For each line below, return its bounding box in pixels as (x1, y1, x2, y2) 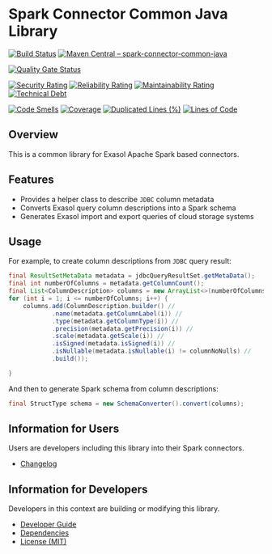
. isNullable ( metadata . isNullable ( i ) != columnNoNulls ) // (51, 347, 252, 356)
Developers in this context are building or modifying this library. (8, 504, 220, 514)
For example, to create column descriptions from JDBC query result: (8, 256, 232, 266)
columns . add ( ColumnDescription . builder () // (23, 302, 176, 310)
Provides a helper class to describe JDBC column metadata (19, 194, 215, 204)
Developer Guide (19, 519, 77, 530)
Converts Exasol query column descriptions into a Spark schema (19, 203, 236, 213)
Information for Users (8, 422, 120, 436)
